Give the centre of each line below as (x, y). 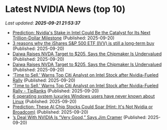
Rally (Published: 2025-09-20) (44, 80)
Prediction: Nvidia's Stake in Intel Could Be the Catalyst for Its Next (81, 32)
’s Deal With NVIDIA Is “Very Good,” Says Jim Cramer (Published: (79, 117)
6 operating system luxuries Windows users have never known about (83, 96)
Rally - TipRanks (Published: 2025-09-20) (55, 91)
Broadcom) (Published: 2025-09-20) (50, 112)
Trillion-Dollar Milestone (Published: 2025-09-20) (63, 38)
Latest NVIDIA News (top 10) (65, 9)
